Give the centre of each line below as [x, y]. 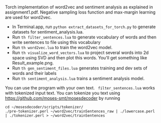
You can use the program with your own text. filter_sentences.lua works [80, 88]
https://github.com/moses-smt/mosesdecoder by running [63, 98]
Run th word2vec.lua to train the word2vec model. [62, 47]
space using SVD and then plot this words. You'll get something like [80, 58]
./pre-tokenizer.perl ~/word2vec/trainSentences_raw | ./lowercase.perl [80, 111]
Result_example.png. [33, 63]
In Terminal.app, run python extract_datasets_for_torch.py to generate [84, 27]
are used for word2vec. [28, 17]
